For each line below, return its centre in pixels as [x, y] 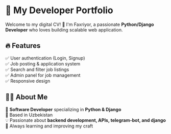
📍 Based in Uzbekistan [29, 115]
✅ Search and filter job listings [37, 69]
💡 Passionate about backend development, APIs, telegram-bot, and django [86, 120]
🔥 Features [23, 46]
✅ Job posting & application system [43, 63]
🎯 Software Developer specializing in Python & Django [63, 109]
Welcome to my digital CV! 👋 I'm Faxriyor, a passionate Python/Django [80, 24]
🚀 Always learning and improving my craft [49, 126]
